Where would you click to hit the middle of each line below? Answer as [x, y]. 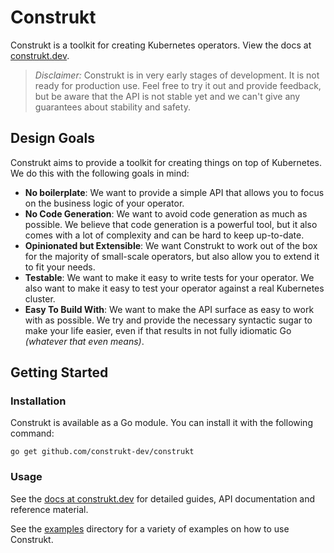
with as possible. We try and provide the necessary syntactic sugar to [168, 320]
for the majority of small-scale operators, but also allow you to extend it [172, 256]
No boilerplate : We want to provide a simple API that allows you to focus [174, 192]
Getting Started [59, 372]
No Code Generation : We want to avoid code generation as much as [166, 213]
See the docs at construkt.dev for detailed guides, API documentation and [163, 498]
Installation [38, 401]
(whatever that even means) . [84, 341]
